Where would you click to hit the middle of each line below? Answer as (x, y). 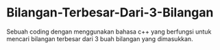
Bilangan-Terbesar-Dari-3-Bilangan (110, 13)
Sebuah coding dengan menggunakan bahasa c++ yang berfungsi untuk (109, 32)
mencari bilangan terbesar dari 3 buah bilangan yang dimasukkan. (100, 38)
